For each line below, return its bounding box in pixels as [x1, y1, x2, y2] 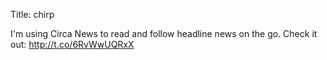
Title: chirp [10, 9, 55, 20]
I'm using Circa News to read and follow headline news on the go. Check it [10, 28, 318, 39]
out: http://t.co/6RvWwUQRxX [10, 39, 135, 50]
